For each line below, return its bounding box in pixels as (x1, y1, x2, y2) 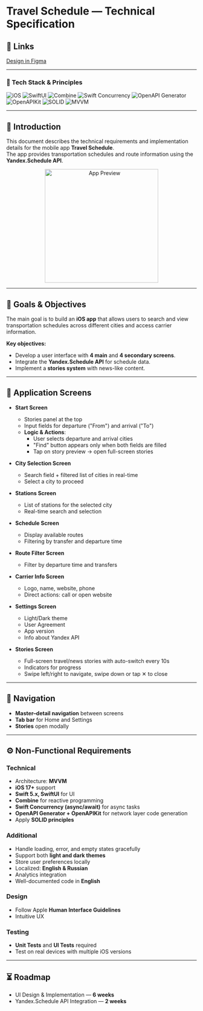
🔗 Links (6, 41, 34, 52)
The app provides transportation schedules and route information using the (6, 150, 193, 158)
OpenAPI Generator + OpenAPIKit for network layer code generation (14, 810, 188, 817)
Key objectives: (6, 339, 47, 347)
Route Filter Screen (14, 549, 65, 556)
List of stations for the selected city (24, 501, 112, 509)
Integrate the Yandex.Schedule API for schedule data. (14, 358, 151, 365)
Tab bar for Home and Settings (14, 716, 92, 723)
